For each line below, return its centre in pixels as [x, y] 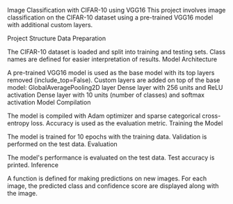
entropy [18, 123]
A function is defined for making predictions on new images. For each [107, 178]
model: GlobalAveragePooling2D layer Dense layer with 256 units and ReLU [115, 87]
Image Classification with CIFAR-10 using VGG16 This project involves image [116, 10]
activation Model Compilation [49, 102]
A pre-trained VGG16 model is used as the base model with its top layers [111, 73]
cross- [211, 116]
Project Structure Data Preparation [57, 38]
